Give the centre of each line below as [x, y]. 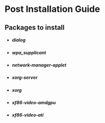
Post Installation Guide [52, 9]
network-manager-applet [39, 65]
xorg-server [25, 77]
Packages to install [35, 28]
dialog [19, 40]
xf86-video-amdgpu [34, 103]
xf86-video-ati [28, 115]
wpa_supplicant [29, 53]
